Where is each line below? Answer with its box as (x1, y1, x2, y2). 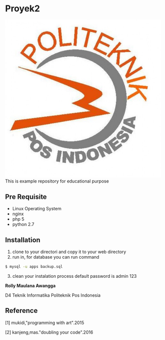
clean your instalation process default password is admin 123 (12, 273, 137, 279)
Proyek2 (5, 3, 41, 14)
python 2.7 (12, 222, 35, 227)
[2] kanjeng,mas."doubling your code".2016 (5, 329, 93, 335)
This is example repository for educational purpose (5, 178, 109, 184)
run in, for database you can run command (12, 254, 100, 260)
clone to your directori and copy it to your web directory (12, 249, 126, 255)
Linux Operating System (12, 206, 62, 212)
